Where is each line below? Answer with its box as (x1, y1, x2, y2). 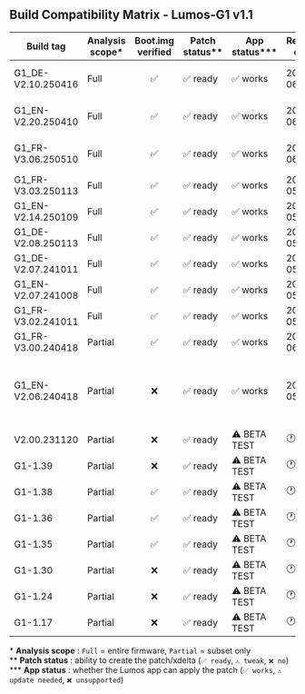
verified (137, 45, 172, 58)
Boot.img (134, 34, 175, 46)
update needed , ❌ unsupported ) (9, 674, 124, 685)
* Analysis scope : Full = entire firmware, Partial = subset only (9, 645, 251, 656)
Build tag (26, 40, 66, 53)
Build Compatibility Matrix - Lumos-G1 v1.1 (9, 7, 254, 23)
